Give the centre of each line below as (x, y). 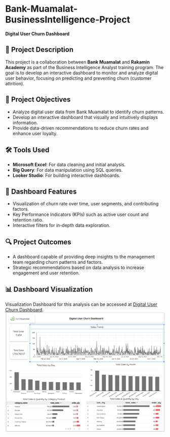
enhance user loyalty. (35, 133)
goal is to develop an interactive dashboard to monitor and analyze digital (82, 73)
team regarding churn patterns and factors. (58, 262)
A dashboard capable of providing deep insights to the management (84, 257)
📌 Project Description (39, 50)
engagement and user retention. (46, 273)
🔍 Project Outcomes (38, 242)
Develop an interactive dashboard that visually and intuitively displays (85, 117)
